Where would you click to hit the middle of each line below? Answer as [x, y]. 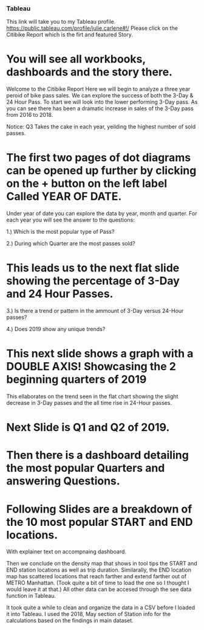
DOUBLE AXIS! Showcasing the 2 [91, 367]
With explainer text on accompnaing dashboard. [66, 551]
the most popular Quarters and [86, 468]
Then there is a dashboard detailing [98, 455]
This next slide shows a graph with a [100, 354]
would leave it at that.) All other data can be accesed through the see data [99, 589]
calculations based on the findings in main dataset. [70, 621]
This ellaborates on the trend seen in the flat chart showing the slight [92, 396]
